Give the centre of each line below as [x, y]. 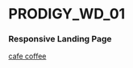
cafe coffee [27, 56]
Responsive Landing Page [60, 39]
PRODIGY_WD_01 [67, 14]
